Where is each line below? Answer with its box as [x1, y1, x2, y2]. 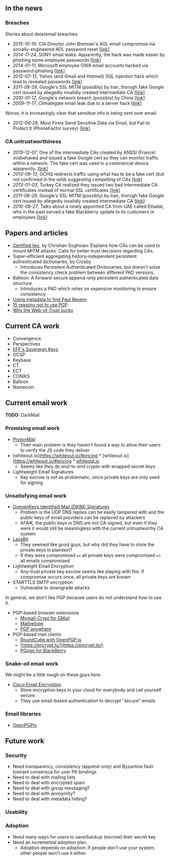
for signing [20, 480, 43, 486]
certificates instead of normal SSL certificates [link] [12, 187, 121, 193]
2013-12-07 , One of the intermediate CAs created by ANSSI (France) [12, 149, 156, 155]
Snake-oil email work [5, 660, 58, 667]
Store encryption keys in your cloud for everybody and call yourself [20, 687, 161, 693]
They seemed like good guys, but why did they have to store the [20, 541, 155, 548]
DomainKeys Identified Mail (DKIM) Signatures [12, 504, 110, 510]
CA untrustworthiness [5, 138, 62, 145]
